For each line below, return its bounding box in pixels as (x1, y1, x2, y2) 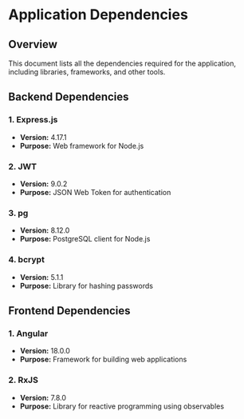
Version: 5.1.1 (19, 272, 64, 281)
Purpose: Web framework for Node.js (19, 141, 144, 150)
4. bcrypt (8, 254, 45, 265)
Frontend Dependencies (8, 304, 131, 317)
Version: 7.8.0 (19, 393, 66, 402)
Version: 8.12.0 (19, 225, 70, 235)
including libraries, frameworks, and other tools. (8, 67, 166, 77)
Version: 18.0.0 (19, 346, 70, 356)
